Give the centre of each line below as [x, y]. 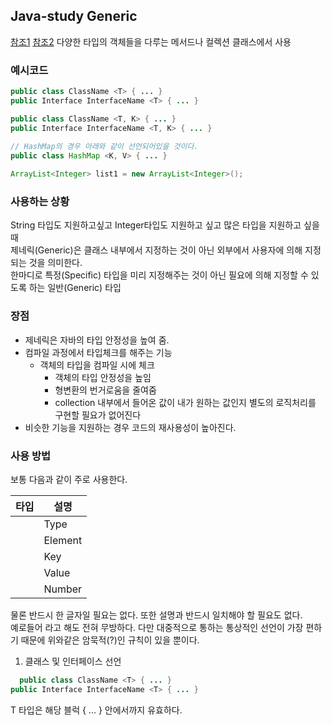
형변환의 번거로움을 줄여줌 [105, 390]
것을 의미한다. [55, 263]
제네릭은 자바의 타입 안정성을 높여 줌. [97, 340]
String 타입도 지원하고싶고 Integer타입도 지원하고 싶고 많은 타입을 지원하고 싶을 [165, 225]
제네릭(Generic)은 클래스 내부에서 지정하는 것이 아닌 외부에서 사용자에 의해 [156, 250]
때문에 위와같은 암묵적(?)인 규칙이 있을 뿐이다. [110, 640]
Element [63, 540]
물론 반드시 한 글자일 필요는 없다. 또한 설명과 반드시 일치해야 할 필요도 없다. [156, 615]
